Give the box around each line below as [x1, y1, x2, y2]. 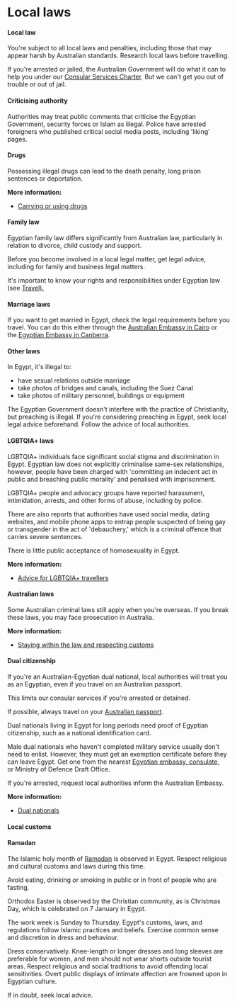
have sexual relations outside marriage [17, 376, 131, 385]
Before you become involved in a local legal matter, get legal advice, [7, 255, 207, 263]
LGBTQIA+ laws [7, 436, 54, 445]
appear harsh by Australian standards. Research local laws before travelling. [7, 51, 230, 60]
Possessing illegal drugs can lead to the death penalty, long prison [7, 166, 202, 175]
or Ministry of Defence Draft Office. [7, 765, 111, 774]
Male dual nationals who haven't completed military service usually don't [7, 742, 220, 751]
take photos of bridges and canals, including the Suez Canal [17, 384, 193, 392]
